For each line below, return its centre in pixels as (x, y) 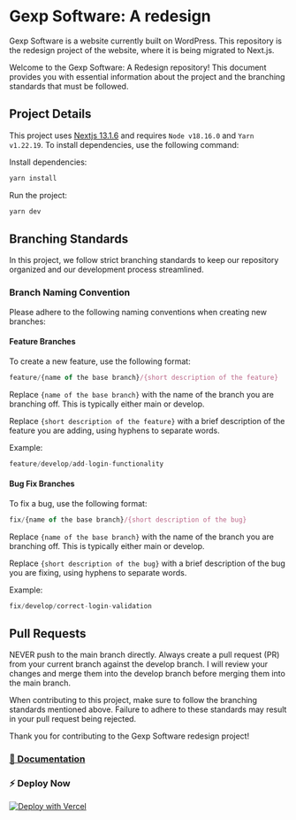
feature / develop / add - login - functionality (87, 464)
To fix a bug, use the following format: (78, 503)
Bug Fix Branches (42, 483)
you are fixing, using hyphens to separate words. (98, 572)
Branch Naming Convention (70, 292)
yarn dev (25, 211)
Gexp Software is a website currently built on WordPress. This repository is (146, 41)
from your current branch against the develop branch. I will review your (139, 664)
